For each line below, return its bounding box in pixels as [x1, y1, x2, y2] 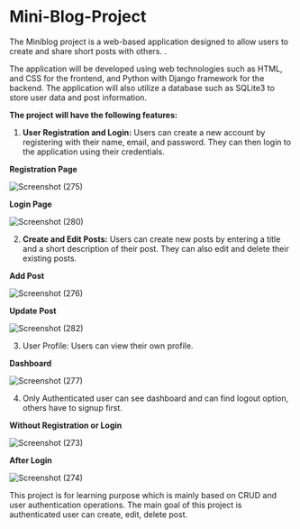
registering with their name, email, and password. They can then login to [22, 136, 291, 147]
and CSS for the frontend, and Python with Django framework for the [9, 72, 265, 83]
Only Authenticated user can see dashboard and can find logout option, [22, 393, 289, 404]
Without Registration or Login [9, 420, 123, 431]
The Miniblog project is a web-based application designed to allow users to [9, 36, 289, 47]
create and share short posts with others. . [9, 45, 167, 56]
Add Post [9, 270, 45, 281]
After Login [9, 454, 52, 466]
